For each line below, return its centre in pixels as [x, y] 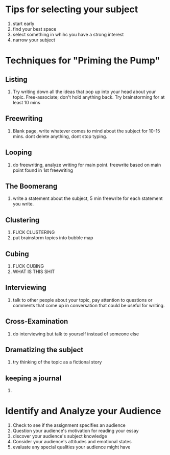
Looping [19, 153]
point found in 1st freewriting [43, 170]
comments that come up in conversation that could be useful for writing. [89, 305]
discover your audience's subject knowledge [60, 436]
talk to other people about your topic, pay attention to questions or [82, 300]
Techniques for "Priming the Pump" [83, 61]
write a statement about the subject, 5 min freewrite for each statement [88, 198]
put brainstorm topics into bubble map [53, 238]
